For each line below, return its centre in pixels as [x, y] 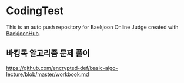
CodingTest [35, 11]
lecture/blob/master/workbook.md [48, 74]
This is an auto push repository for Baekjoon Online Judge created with [92, 27]
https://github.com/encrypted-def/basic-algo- [62, 68]
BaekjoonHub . [23, 33]
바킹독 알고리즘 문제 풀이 [48, 53]
